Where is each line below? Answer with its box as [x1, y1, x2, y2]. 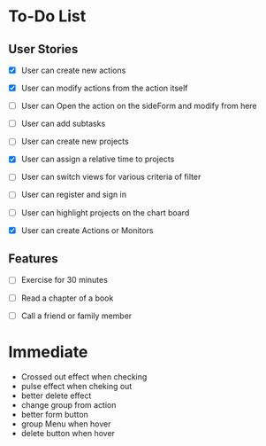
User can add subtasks [20, 118, 106, 129]
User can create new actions [20, 65, 126, 75]
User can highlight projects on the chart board [20, 207, 190, 218]
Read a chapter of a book [20, 293, 114, 303]
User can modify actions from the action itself [20, 82, 188, 94]
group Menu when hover [20, 419, 111, 429]
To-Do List [8, 6, 87, 27]
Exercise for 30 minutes [20, 275, 108, 286]
